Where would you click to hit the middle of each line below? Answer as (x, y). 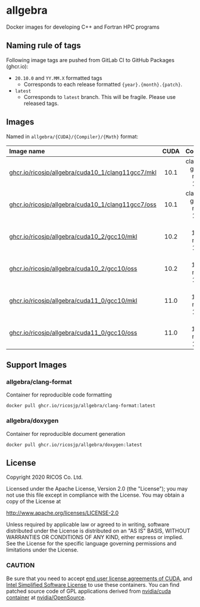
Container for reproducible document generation (66, 433)
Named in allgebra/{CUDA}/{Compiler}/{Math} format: (72, 136)
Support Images (37, 365)
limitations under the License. (42, 550)
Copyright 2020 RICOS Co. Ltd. (45, 477)
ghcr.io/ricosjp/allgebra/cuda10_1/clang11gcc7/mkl (83, 172)
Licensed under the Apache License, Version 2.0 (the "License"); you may (97, 489)
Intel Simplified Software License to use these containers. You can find (93, 584)
